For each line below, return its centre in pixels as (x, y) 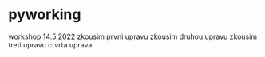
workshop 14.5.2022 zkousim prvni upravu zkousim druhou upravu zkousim (133, 36)
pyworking (45, 15)
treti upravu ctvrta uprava (50, 44)
